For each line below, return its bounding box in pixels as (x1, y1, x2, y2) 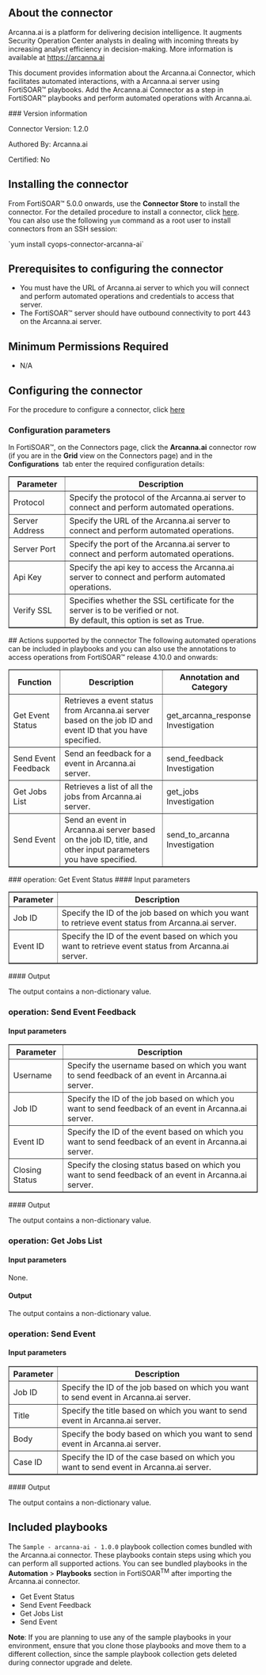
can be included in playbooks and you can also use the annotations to (8, 644, 236, 654)
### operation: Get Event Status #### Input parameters (8, 875, 191, 884)
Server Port (13, 544, 56, 555)
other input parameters (64, 844, 150, 855)
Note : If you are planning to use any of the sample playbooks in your (8, 1632, 232, 1643)
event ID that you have (64, 725, 148, 736)
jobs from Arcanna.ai (64, 792, 142, 803)
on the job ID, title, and (64, 834, 148, 845)
